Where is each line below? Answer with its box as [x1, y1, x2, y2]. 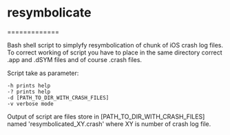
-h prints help [7, 82, 51, 89]
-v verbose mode [7, 100, 54, 107]
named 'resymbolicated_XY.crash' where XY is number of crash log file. [7, 119, 211, 128]
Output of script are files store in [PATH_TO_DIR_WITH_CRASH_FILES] [7, 112, 205, 121]
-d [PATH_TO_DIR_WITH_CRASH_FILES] [7, 94, 109, 101]
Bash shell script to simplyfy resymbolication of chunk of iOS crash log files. [7, 41, 224, 49]
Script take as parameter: [7, 69, 79, 77]
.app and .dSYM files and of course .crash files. [7, 55, 143, 63]
